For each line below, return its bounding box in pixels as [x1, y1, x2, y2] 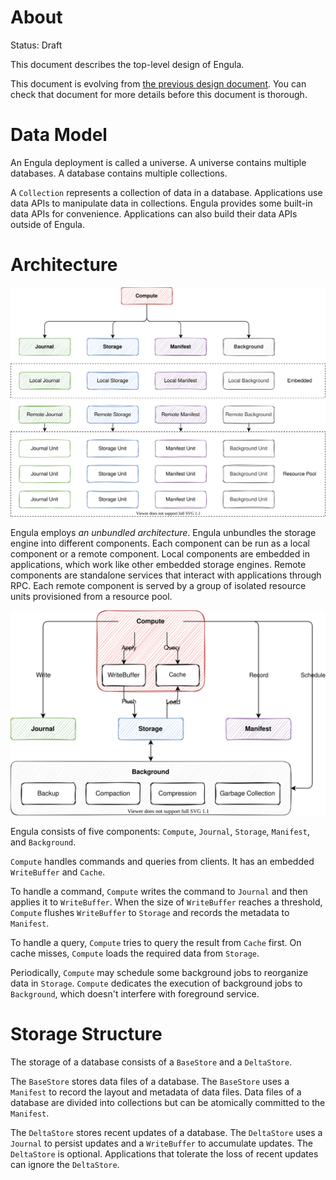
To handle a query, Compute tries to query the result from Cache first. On [10, 937, 302, 949]
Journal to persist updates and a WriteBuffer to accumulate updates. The [10, 1137, 313, 1150]
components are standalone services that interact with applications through [10, 569, 322, 581]
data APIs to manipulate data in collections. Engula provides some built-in [10, 197, 313, 209]
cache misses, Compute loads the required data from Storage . [10, 947, 260, 960]
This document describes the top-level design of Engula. [10, 58, 245, 70]
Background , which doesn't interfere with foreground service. [10, 988, 260, 1000]
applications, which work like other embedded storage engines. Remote [10, 559, 307, 571]
